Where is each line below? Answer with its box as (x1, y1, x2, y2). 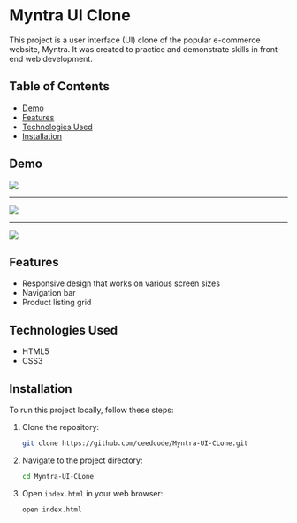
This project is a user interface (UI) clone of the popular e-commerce (9, 35, 261, 45)
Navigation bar (21, 288, 77, 298)
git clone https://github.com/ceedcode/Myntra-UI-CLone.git (21, 439, 248, 448)
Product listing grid (21, 297, 92, 308)
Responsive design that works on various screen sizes (21, 278, 221, 288)
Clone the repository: (21, 422, 100, 432)
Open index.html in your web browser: (21, 488, 164, 498)
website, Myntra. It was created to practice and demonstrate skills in (9, 43, 259, 54)
